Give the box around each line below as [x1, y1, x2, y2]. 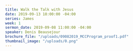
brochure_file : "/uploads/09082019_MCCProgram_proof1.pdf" [5, 34, 129, 39]
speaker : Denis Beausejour [5, 30, 61, 34]
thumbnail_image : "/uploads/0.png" [5, 39, 78, 44]
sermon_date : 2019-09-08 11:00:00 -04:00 [5, 25, 92, 30]
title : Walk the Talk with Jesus [5, 7, 74, 12]
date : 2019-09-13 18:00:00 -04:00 [5, 12, 76, 17]
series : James [5, 16, 34, 21]
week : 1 [5, 20, 21, 26]
